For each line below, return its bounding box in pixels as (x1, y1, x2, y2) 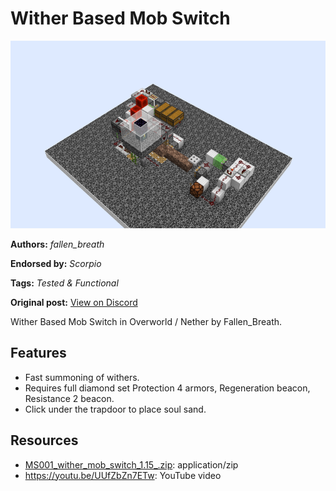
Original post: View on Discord (10, 296, 138, 308)
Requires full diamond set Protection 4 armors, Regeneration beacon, (24, 382, 311, 394)
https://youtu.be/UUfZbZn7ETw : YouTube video (24, 469, 222, 481)
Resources (10, 432, 79, 449)
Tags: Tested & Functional (10, 277, 119, 289)
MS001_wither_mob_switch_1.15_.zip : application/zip (24, 458, 239, 471)
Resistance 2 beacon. (24, 392, 115, 404)
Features (10, 345, 67, 362)
